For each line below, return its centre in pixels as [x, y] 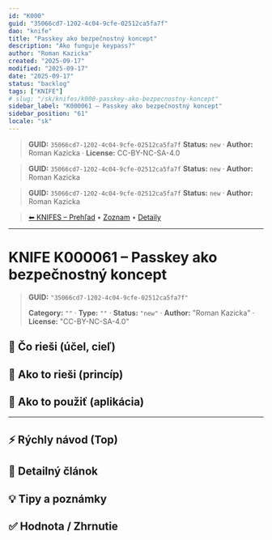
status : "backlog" [39, 83]
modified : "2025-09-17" [49, 69]
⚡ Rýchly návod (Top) [64, 439]
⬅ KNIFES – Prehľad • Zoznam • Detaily [95, 217]
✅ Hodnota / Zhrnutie [64, 526]
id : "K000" [27, 16]
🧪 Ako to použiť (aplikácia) [76, 402]
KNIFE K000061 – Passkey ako [113, 258]
